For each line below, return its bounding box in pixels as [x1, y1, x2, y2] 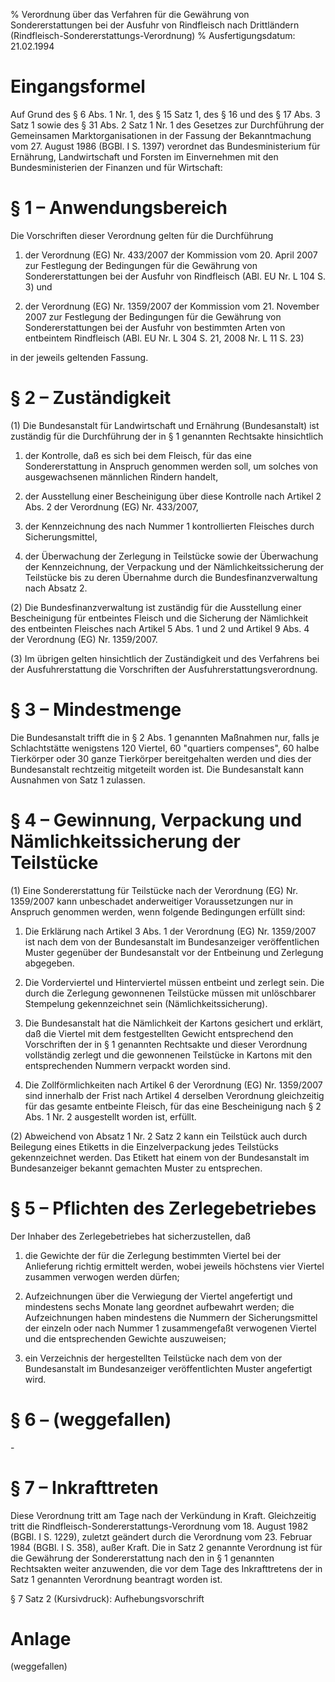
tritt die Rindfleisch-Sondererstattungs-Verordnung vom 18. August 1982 [10, 1520, 309, 1532]
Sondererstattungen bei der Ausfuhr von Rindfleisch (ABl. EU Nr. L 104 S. [24, 270, 327, 282]
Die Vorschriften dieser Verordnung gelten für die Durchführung [10, 229, 274, 241]
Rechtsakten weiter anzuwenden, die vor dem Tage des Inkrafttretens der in [10, 1562, 323, 1574]
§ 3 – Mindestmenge [10, 699, 182, 721]
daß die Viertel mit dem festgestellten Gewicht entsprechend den [24, 1027, 294, 1039]
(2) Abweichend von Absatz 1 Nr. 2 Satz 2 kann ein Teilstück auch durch [10, 1130, 308, 1142]
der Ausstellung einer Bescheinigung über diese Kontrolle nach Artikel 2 [24, 490, 322, 502]
